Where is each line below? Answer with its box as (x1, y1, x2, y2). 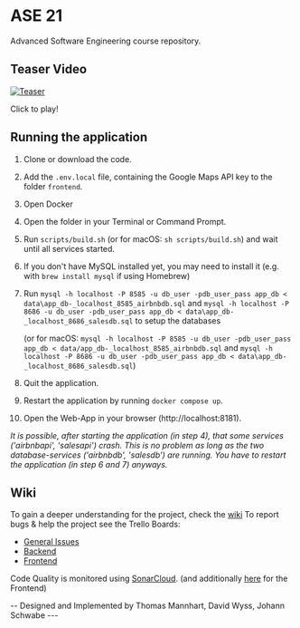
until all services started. (23, 243, 116, 254)
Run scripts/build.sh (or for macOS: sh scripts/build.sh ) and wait (23, 233, 278, 245)
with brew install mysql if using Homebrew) (23, 270, 191, 281)
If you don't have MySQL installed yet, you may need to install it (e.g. (23, 260, 279, 272)
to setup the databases (135, 314, 221, 326)
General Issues (23, 536, 80, 547)
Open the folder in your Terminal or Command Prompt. (23, 216, 227, 227)
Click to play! (10, 103, 59, 114)
